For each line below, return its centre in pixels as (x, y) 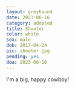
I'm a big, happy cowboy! (38, 79)
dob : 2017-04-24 (27, 46)
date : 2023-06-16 (28, 17)
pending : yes (23, 57)
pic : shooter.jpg (28, 51)
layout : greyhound (29, 12)
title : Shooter (25, 29)
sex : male (19, 40)
